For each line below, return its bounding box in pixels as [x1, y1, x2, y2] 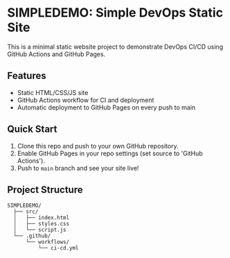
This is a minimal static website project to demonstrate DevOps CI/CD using [7, 42, 224, 51]
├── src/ [13, 208, 39, 216]
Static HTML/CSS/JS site [17, 88, 89, 96]
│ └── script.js [13, 227, 67, 234]
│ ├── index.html [13, 214, 70, 221]
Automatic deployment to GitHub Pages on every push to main [17, 103, 196, 112]
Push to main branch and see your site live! [17, 164, 139, 172]
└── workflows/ [25, 239, 70, 246]
